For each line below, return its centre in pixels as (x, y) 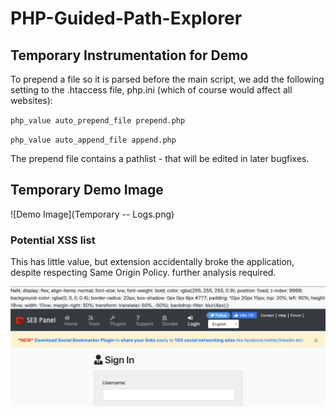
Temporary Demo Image (87, 190)
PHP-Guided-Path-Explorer (126, 18)
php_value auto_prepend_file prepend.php (98, 121)
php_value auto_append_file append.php (93, 140)
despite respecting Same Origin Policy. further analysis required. (143, 273)
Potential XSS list (53, 240)
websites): (31, 100)
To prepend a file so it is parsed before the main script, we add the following (167, 79)
